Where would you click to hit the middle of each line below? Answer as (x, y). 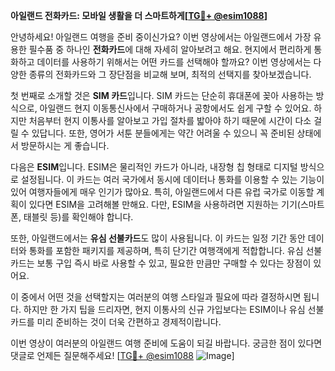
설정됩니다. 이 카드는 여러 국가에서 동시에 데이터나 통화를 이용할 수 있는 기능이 (172, 179)
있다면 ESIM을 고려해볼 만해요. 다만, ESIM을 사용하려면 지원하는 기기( (164, 204)
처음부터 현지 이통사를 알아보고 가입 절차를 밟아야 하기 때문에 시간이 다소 (170, 120)
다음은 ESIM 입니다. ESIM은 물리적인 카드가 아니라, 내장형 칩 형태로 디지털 (154, 167)
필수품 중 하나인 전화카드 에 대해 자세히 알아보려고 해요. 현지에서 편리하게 (170, 49)
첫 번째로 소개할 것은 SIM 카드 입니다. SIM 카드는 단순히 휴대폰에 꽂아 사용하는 (162, 95)
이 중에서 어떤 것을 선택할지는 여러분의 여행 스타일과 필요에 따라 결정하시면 (156, 297)
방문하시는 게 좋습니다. (65, 145)
